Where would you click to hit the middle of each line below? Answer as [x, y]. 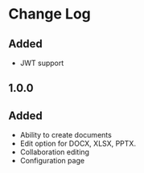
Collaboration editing [55, 152]
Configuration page [52, 161]
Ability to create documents [66, 135]
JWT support [42, 63]
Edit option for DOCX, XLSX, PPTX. [78, 144]
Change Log [49, 14]
